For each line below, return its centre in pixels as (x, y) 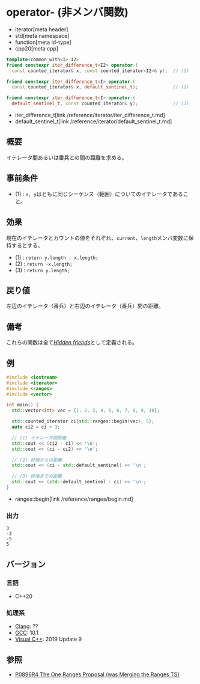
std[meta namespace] (42, 35)
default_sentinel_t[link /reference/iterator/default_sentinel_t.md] (93, 121)
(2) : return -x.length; (44, 264)
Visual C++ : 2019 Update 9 (48, 639)
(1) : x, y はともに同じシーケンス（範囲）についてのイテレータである (99, 194)
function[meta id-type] (43, 42)
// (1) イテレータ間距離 (39, 438)
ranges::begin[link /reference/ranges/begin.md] (74, 499)
